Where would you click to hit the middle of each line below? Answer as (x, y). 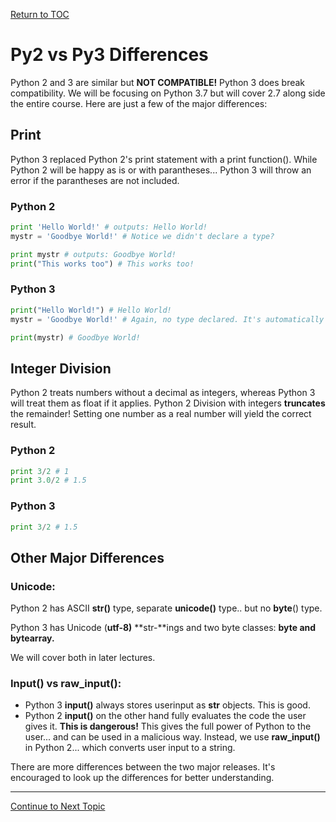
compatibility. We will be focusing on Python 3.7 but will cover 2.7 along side (168, 93)
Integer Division (61, 368)
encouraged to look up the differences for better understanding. (142, 778)
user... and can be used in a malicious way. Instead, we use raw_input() (172, 737)
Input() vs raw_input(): (66, 684)
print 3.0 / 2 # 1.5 (48, 480)
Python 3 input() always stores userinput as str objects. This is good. (167, 705)
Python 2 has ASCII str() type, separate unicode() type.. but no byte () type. (166, 608)
